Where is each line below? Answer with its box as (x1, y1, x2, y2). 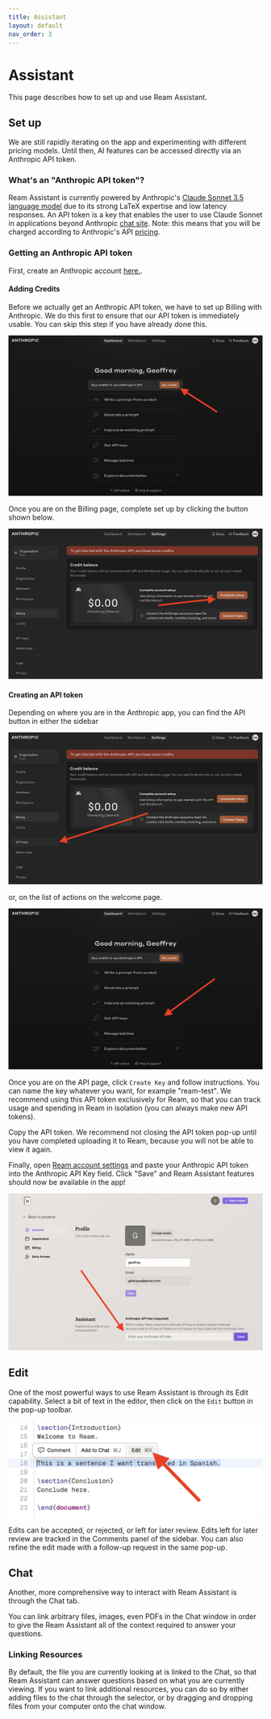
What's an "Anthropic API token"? (8, 174, 145, 186)
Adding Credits (8, 284, 60, 294)
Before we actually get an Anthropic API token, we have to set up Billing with (8, 302, 262, 312)
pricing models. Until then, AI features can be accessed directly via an (8, 146, 242, 156)
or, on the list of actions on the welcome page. (8, 893, 163, 902)
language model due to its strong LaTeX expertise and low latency (8, 202, 227, 211)
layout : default (8, 21, 63, 30)
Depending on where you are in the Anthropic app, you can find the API (8, 708, 246, 717)
